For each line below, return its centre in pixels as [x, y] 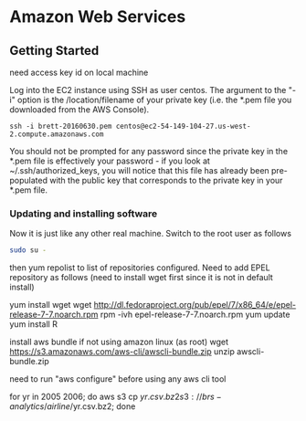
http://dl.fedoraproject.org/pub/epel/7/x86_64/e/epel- [195, 305]
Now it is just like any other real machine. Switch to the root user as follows [151, 234]
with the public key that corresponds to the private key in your [166, 180]
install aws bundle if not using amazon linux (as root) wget [119, 342]
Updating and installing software [84, 214]
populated [29, 180]
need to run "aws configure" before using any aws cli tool [118, 379]
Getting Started [54, 51]
